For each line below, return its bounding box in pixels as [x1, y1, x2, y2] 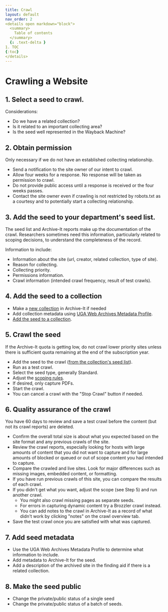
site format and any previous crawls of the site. [12, 439, 110, 445]
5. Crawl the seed [5, 331, 61, 339]
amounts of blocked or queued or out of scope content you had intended [12, 455, 163, 461]
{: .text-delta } [10, 40, 46, 45]
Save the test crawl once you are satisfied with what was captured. [12, 519, 151, 525]
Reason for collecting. [12, 261, 58, 267]
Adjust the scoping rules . [12, 375, 64, 381]
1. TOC [5, 45, 19, 50]
